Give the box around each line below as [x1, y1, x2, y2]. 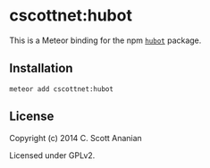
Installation [9, 61, 73, 76]
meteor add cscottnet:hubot [9, 84, 114, 94]
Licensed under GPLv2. [9, 149, 96, 161]
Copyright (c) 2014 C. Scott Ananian [9, 132, 143, 143]
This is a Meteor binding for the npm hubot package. [9, 35, 202, 46]
